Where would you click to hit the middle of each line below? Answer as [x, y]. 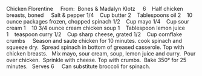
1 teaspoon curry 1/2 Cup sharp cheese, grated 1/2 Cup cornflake [94, 34]
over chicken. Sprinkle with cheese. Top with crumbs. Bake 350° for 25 [96, 60]
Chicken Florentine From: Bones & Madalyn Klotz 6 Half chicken [95, 9]
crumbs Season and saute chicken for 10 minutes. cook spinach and [94, 41]
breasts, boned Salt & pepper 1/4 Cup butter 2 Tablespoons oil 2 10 [99, 15]
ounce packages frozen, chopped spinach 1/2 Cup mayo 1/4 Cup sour [98, 21]
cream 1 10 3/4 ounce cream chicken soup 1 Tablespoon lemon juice [96, 28]
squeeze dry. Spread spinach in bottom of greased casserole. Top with [95, 47]
